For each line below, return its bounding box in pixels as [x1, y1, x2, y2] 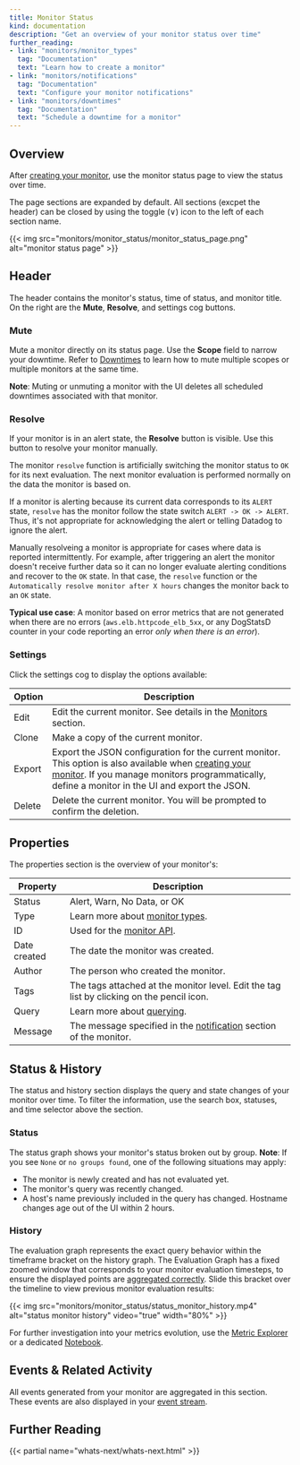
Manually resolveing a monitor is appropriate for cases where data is [9, 543, 262, 553]
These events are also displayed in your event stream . [9, 1396, 208, 1407]
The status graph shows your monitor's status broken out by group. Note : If [9, 1147, 287, 1158]
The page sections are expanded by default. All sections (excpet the [9, 196, 261, 207]
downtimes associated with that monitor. [9, 390, 159, 401]
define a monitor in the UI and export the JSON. [52, 779, 251, 792]
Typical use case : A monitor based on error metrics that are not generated [9, 607, 284, 618]
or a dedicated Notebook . [9, 1336, 104, 1348]
